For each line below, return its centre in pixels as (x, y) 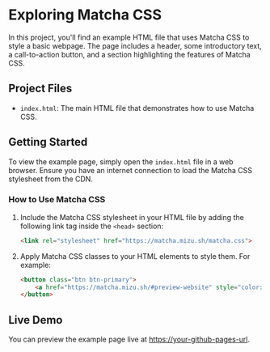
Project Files (40, 89)
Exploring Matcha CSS (85, 15)
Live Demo (36, 320)
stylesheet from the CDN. (51, 179)
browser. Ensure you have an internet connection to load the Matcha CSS (131, 170)
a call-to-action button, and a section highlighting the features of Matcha (129, 54)
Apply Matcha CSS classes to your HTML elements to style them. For (135, 256)
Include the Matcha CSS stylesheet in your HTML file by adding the (132, 217)
